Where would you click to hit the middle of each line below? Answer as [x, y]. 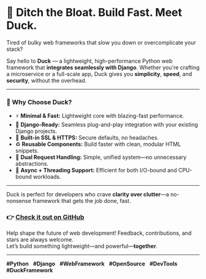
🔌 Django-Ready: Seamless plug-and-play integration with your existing [106, 124]
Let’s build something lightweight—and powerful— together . [82, 246]
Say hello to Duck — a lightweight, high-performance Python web [90, 61]
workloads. [47, 177]
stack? [15, 49]
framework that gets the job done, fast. [82, 201]
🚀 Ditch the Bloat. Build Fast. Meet [94, 13]
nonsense [19, 201]
